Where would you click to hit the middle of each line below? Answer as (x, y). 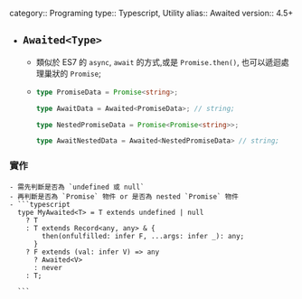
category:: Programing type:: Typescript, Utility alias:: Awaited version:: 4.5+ (151, 13)
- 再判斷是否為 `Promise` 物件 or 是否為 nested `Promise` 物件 (124, 196)
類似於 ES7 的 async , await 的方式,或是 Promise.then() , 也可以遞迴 (159, 61)
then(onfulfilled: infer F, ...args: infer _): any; (143, 236)
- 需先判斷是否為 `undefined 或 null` (77, 187)
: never (48, 267)
